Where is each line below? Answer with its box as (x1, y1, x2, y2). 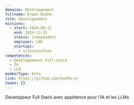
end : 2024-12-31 (14, 30, 48, 35)
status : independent (14, 35, 56, 40)
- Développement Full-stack (9, 58, 68, 63)
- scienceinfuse (18, 48, 52, 53)
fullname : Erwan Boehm (5, 12, 52, 17)
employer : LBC (14, 39, 43, 44)
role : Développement (5, 16, 48, 21)
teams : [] (5, 80, 26, 85)
